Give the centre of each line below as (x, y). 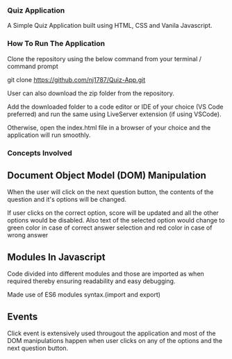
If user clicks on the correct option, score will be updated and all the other (113, 213)
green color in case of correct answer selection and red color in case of (110, 228)
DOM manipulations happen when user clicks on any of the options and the (115, 340)
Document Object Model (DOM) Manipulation (107, 175)
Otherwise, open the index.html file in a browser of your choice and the (109, 127)
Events (23, 316)
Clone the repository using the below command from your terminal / (105, 58)
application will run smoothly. (49, 135)
